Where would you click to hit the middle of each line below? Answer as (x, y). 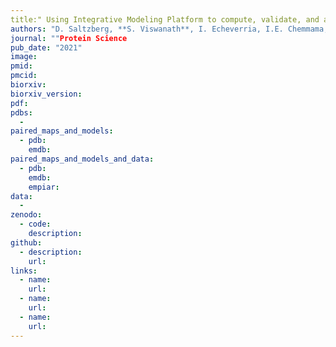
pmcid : (24, 76)
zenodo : (26, 215)
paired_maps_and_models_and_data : (82, 159)
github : (26, 242)
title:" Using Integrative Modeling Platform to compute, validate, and (165, 19)
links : (24, 271)
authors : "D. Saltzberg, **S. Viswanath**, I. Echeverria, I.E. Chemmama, (169, 29)
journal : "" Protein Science (69, 38)
